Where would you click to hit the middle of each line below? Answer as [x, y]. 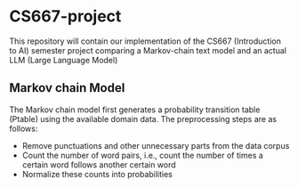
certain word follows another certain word [99, 164]
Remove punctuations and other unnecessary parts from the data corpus [156, 145]
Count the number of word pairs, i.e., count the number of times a [143, 155]
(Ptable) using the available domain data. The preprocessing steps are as [143, 119]
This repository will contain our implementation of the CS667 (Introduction [145, 41]
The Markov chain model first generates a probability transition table [135, 110]
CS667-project [65, 16]
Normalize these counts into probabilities [97, 174]
